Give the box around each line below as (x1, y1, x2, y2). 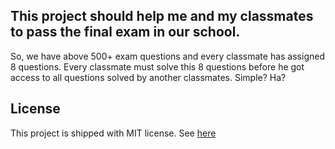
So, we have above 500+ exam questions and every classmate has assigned (10, 50, 325, 62)
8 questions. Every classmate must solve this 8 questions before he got (10, 60, 305, 73)
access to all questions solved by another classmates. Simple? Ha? (10, 71, 287, 83)
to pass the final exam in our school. (10, 24, 241, 41)
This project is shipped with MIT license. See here (10, 127, 217, 139)
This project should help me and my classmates (10, 8, 314, 25)
